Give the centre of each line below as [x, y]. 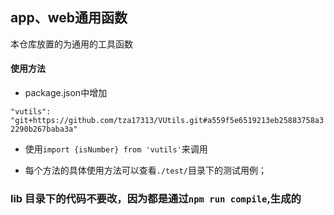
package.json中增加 [66, 93]
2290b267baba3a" [44, 129]
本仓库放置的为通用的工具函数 [71, 44]
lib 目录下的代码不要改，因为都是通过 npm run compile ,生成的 [156, 198]
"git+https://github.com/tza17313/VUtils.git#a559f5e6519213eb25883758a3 [167, 121]
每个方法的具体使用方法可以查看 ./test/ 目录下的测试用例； [145, 170]
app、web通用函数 [69, 18]
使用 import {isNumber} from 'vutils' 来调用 [116, 149]
